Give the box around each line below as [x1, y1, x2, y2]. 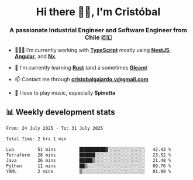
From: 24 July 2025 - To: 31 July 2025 [6, 126, 104, 131]
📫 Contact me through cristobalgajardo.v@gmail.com [14, 76, 149, 83]
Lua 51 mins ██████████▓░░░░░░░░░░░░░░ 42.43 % [6, 147, 171, 153]
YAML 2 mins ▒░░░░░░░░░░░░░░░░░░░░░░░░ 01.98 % [6, 168, 171, 174]
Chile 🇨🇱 [84, 33, 112, 41]
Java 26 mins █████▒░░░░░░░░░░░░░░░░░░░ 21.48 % [6, 157, 171, 163]
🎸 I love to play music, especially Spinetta [14, 89, 116, 96]
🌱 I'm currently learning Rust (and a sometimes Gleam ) [14, 64, 148, 71]
